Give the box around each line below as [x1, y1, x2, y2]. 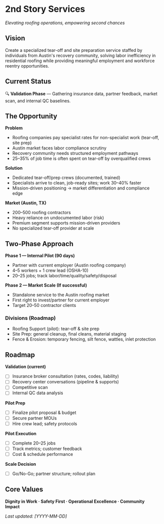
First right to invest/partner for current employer [12, 297, 109, 303]
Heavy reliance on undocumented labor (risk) [12, 215, 104, 221]
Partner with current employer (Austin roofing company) [12, 262, 126, 268]
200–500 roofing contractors [12, 210, 71, 216]
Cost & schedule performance [12, 451, 73, 457]
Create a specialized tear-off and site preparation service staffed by [5, 47, 142, 53]
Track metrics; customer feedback [12, 446, 82, 451]
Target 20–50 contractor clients [12, 302, 76, 308]
